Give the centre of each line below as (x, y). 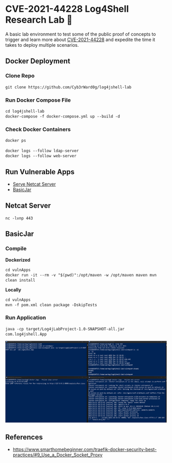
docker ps (16, 141)
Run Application (26, 318)
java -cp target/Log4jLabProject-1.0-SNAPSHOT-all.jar (65, 329)
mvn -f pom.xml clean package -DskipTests (51, 305)
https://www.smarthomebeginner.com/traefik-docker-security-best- (85, 450)
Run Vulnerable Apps (40, 172)
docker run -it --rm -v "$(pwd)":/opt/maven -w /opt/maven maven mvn (81, 275)
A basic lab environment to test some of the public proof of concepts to (81, 34)
